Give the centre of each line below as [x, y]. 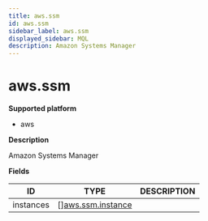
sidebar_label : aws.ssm [49, 31]
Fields [19, 172]
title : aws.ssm [34, 16]
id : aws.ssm [28, 23]
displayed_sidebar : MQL [49, 38]
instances [31, 205]
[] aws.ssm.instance [95, 205]
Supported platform [43, 108]
